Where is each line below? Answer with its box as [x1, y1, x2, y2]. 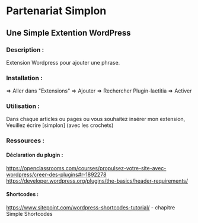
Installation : [6, 74, 43, 82]
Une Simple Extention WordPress [6, 28, 132, 38]
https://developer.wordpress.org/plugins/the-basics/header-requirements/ [6, 177, 189, 184]
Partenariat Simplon [6, 4, 107, 18]
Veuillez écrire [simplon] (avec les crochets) [6, 122, 114, 129]
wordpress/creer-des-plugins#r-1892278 [6, 171, 107, 178]
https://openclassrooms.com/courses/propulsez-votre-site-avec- [6, 164, 167, 171]
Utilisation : [6, 102, 40, 110]
